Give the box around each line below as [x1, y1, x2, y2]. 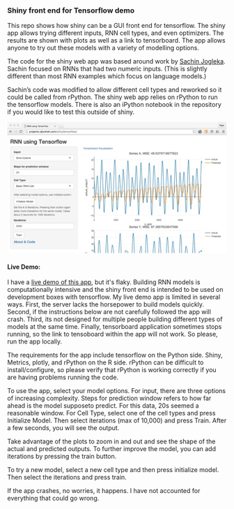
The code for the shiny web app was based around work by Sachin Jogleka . [7, 57, 226, 66]
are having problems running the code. [7, 373, 119, 382]
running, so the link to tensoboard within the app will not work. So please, [7, 330, 218, 339]
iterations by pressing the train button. [7, 452, 117, 461]
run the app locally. [7, 337, 63, 346]
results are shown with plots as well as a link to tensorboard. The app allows [7, 36, 226, 45]
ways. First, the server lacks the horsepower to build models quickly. [7, 300, 204, 309]
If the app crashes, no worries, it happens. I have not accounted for [7, 487, 201, 495]
